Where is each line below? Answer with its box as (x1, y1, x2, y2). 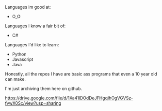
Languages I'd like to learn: (5, 42, 59, 48)
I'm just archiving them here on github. (5, 86, 82, 92)
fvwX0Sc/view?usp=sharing (5, 100, 62, 106)
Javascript (12, 56, 33, 62)
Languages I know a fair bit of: (5, 23, 66, 29)
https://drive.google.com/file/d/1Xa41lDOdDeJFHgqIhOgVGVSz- (5, 95, 133, 101)
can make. (5, 76, 26, 82)
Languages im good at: (5, 4, 51, 10)
